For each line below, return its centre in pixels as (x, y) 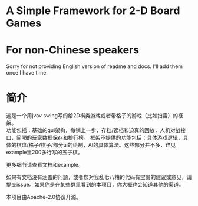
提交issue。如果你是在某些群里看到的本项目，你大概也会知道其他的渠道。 (95, 185)
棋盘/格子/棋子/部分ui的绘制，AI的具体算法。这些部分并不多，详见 (96, 145)
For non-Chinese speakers (73, 50)
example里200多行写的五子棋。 (44, 152)
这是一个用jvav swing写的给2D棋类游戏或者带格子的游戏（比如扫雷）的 (92, 116)
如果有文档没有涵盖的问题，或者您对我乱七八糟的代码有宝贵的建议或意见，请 (99, 177)
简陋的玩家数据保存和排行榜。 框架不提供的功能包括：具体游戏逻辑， (100, 138)
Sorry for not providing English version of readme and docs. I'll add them (95, 66)
